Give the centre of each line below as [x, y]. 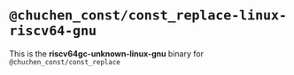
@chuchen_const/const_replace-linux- [148, 15]
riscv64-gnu [53, 31]
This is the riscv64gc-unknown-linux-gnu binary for [106, 53]
